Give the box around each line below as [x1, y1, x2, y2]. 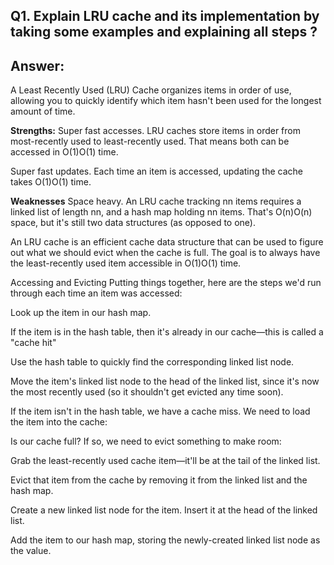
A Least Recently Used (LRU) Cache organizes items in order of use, [10, 84, 292, 96]
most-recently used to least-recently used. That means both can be [10, 135, 290, 148]
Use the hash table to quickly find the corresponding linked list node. [10, 356, 295, 368]
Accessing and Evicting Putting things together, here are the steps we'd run [10, 277, 322, 289]
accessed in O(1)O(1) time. [10, 146, 119, 158]
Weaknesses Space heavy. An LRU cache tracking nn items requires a [10, 195, 302, 208]
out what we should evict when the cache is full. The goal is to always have [10, 247, 321, 259]
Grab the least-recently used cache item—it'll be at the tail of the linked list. [10, 455, 321, 467]
